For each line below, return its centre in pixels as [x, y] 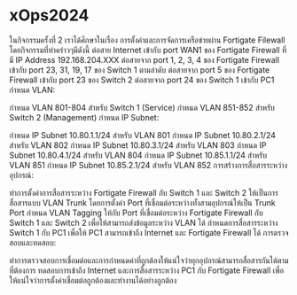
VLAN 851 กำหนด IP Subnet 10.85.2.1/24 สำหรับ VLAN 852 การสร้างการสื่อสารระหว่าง [148, 165]
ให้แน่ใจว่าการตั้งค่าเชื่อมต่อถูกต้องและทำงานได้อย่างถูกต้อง [93, 280]
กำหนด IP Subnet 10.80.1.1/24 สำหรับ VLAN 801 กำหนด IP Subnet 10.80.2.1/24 [143, 135]
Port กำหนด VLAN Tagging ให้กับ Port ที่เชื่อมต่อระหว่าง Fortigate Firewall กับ [136, 213]
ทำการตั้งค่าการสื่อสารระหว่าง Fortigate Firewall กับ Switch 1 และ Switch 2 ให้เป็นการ [144, 192]
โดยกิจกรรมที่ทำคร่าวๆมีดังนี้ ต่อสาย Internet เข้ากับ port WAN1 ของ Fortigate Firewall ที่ [148, 50]
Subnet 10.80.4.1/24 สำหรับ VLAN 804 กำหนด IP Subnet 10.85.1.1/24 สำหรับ [138, 155]
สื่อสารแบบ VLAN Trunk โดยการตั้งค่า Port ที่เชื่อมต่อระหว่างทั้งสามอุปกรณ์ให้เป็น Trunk [143, 202]
